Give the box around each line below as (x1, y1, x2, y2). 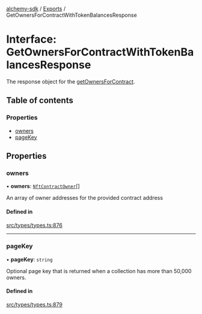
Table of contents (6, 96, 73, 106)
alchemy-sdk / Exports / (6, 5, 66, 12)
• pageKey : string (6, 256, 53, 263)
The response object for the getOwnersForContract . (6, 78, 135, 85)
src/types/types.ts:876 (6, 221, 63, 229)
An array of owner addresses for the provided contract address (6, 194, 164, 202)
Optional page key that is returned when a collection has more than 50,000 (6, 267, 192, 274)
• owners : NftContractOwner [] (6, 183, 80, 190)
